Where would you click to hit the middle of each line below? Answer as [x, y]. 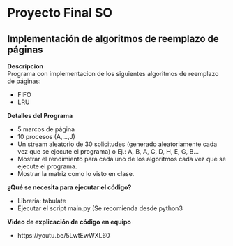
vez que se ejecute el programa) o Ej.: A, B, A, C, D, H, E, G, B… [108, 151]
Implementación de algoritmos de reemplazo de [113, 39]
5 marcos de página [46, 129]
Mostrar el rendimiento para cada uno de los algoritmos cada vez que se [122, 159]
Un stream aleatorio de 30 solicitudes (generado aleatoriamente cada [117, 144]
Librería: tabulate [42, 201]
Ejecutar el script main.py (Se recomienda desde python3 [100, 208]
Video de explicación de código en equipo [69, 222]
